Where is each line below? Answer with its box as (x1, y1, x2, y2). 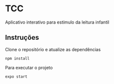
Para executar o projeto (5, 64, 53, 70)
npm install (5, 56, 30, 61)
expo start (5, 74, 28, 79)
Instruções (5, 33, 39, 42)
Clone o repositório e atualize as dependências (5, 46, 101, 52)
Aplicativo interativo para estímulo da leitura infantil (5, 19, 110, 25)
